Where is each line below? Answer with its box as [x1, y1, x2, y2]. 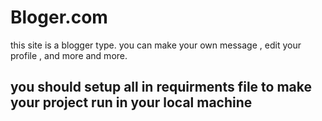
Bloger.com [10, 6, 108, 29]
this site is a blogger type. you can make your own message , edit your [10, 39, 302, 51]
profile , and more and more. [10, 49, 128, 61]
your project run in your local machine [10, 94, 253, 111]
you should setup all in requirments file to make [10, 79, 312, 96]
